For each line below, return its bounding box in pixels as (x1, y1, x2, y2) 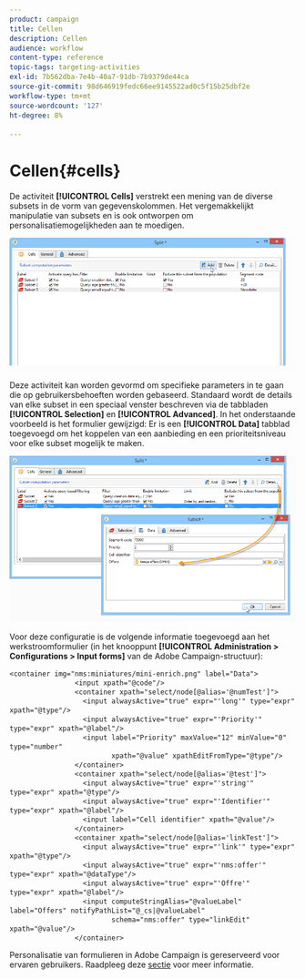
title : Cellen (9, 24, 64, 34)
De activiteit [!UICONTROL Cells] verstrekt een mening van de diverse (9, 191, 273, 202)
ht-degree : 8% (9, 110, 64, 120)
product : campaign (9, 15, 79, 24)
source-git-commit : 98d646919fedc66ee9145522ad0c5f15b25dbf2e (9, 82, 250, 91)
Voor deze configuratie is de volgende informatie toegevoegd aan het (9, 631, 270, 642)
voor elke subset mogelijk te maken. (9, 438, 145, 449)
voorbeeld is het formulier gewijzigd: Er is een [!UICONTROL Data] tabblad (9, 419, 290, 430)
